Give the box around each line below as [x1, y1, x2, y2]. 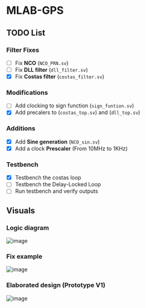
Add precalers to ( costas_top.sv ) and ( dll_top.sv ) [14, 109, 141, 116]
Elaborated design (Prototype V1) [6, 281, 106, 289]
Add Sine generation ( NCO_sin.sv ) [14, 138, 100, 145]
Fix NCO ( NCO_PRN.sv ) [14, 59, 69, 66]
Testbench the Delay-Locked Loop [14, 181, 101, 188]
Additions [6, 124, 36, 133]
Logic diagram [6, 224, 49, 232]
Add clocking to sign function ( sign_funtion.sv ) [14, 102, 135, 109]
